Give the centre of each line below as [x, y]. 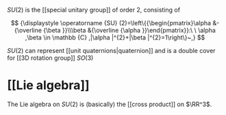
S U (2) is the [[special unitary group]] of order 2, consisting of [93, 10]
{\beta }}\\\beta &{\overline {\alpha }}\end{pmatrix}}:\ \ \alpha [129, 30]
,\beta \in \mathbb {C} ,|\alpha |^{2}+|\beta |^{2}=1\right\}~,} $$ [115, 37]
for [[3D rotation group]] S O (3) [50, 58]
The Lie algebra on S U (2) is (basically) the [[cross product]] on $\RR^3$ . [110, 104]
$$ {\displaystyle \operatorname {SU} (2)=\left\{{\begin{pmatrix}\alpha [111, 23]
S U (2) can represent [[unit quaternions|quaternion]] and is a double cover [111, 51]
